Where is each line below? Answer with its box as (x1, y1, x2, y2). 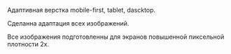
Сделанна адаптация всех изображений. (7, 19, 129, 27)
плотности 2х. (7, 40, 50, 48)
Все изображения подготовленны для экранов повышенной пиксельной (7, 33, 225, 41)
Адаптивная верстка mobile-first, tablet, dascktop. (7, 6, 156, 14)
